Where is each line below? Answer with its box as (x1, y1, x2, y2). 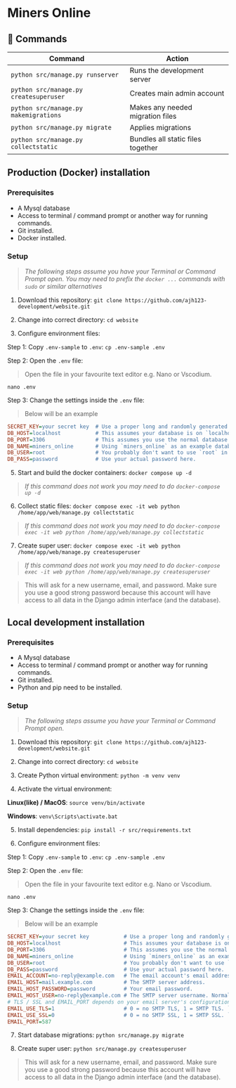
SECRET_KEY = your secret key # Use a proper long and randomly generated (7, 423, 228, 430)
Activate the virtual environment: (17, 785, 112, 794)
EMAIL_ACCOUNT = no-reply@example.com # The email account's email (7, 972, 209, 980)
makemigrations (11, 111, 62, 119)
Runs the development (129, 65, 204, 75)
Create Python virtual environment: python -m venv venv (17, 771, 181, 779)
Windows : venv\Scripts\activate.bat (7, 812, 118, 820)
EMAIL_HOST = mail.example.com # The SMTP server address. (7, 979, 206, 986)
